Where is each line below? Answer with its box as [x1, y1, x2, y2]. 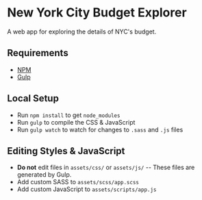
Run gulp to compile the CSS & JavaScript [16, 118, 136, 126]
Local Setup [7, 92, 60, 104]
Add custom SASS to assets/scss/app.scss [16, 178, 139, 186]
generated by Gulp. [16, 171, 72, 179]
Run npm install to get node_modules [16, 111, 121, 119]
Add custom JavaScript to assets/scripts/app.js [16, 185, 157, 193]
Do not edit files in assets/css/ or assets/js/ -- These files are [16, 163, 195, 172]
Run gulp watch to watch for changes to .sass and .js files [16, 125, 184, 134]
